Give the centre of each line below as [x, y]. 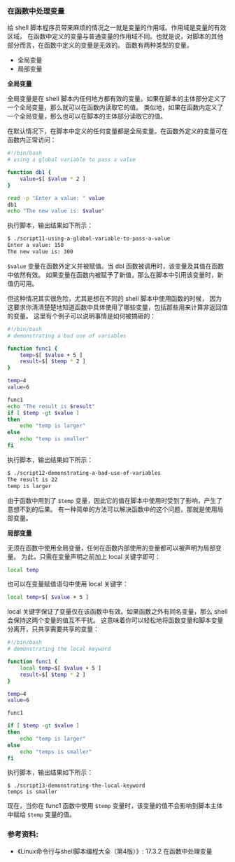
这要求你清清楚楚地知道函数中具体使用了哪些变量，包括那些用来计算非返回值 [117, 307]
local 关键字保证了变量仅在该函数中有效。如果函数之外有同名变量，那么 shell [117, 612]
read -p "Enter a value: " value [56, 198]
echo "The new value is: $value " [56, 211]
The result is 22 [33, 479]
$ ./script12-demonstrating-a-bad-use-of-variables [84, 473]
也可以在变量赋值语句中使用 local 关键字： [68, 584]
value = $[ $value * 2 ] [53, 179]
